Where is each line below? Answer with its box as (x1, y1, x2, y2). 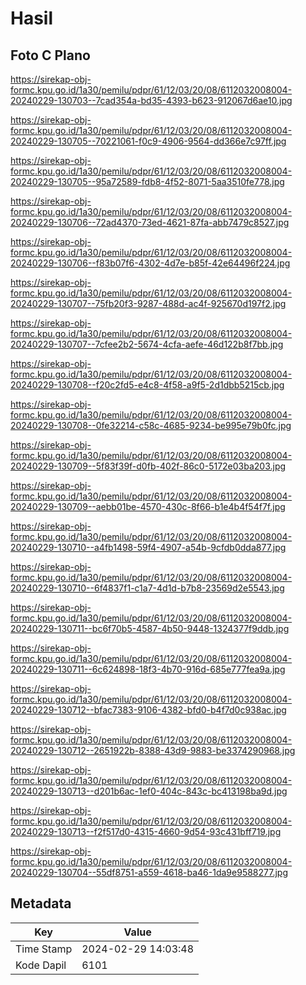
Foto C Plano (10, 47, 91, 64)
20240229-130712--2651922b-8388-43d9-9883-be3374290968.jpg (10, 745, 296, 756)
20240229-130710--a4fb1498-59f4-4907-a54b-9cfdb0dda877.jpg (10, 542, 287, 553)
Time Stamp (15, 942, 73, 956)
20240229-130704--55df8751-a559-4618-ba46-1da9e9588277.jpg (10, 867, 288, 878)
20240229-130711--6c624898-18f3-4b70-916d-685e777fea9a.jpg (10, 663, 286, 675)
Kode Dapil (15, 958, 67, 972)
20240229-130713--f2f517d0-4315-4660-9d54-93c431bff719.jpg (10, 826, 282, 837)
